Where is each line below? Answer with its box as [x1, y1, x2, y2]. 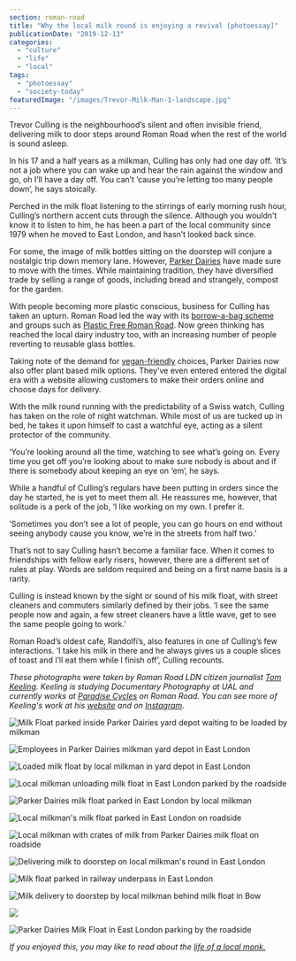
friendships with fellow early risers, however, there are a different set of [9, 554, 269, 565]
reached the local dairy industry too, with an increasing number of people [9, 329, 277, 340]
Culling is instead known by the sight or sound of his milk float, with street [9, 591, 278, 601]
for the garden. [9, 284, 64, 295]
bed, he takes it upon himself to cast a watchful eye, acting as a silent [9, 420, 263, 430]
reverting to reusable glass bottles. [9, 338, 136, 350]
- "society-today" [17, 87, 86, 96]
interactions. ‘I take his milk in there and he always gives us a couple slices [9, 646, 281, 656]
